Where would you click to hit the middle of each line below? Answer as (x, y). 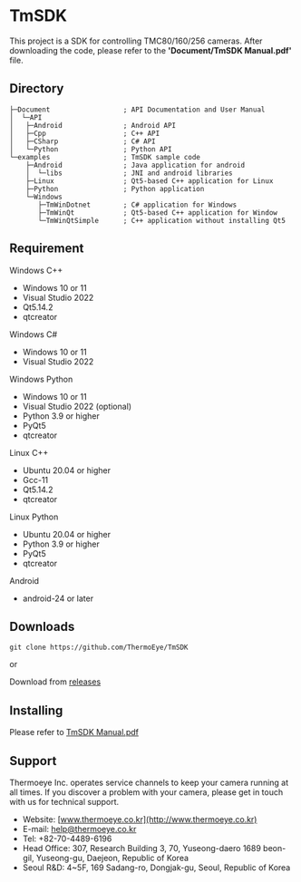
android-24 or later (58, 598)
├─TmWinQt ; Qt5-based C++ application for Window (158, 213)
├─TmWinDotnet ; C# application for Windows (137, 205)
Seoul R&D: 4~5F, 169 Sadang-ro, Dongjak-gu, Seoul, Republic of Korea (156, 867)
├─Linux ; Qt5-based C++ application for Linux (150, 181)
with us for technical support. (64, 802)
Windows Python (41, 379)
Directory (37, 88)
